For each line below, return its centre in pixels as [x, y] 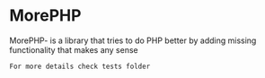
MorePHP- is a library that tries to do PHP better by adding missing [133, 40]
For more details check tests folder [80, 66]
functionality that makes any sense [74, 49]
